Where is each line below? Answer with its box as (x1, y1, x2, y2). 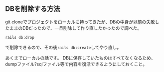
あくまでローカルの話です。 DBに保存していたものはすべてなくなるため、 (5, 55, 156, 61)
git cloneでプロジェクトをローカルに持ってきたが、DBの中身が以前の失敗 (5, 19, 156, 25)
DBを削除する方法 (5, 4, 61, 13)
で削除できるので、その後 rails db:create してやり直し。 (5, 44, 122, 50)
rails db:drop (5, 35, 35, 40)
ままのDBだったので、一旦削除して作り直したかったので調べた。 (9, 25, 142, 31)
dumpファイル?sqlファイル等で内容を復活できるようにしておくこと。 (5, 61, 148, 67)
